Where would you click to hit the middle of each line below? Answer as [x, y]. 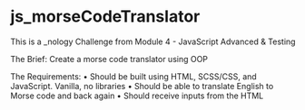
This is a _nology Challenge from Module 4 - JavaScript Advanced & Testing [153, 41]
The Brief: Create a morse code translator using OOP [109, 59]
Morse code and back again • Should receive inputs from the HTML [137, 96]
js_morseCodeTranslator [105, 17]
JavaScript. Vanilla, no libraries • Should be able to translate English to [142, 86]
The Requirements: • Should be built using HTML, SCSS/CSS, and [133, 76]
